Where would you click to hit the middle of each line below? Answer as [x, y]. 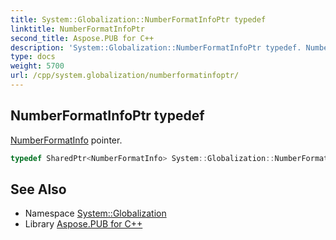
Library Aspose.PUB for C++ [83, 224]
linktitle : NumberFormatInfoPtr [77, 29]
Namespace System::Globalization [95, 213]
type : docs [33, 57]
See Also [38, 189]
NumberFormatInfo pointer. [66, 140]
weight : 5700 [37, 66]
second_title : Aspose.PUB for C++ [82, 38]
